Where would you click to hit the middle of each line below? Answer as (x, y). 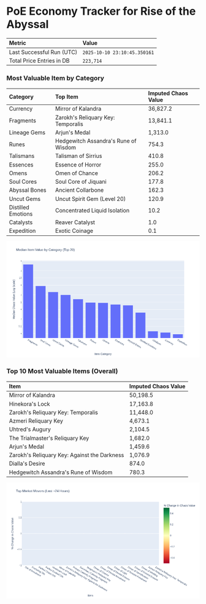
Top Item (67, 96)
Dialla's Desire (27, 464)
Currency (21, 109)
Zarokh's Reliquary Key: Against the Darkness (67, 455)
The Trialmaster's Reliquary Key (49, 438)
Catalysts (21, 222)
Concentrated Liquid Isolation (92, 211)
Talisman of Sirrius (78, 156)
